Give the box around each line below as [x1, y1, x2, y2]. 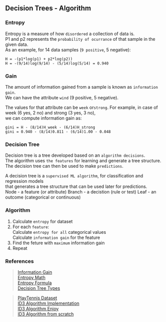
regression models [5, 178, 44, 184]
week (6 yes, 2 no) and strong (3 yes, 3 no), [5, 109, 96, 115]
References [5, 257, 34, 265]
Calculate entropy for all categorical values [12, 229, 106, 235]
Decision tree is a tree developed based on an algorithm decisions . [5, 152, 145, 158]
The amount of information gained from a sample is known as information [5, 84, 158, 90]
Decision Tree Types [17, 285, 60, 291]
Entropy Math [17, 274, 46, 280]
